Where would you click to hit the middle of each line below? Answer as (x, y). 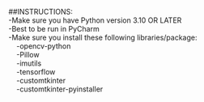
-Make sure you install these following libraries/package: (103, 37)
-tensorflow (36, 72)
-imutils (29, 63)
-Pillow (28, 55)
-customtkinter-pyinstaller (59, 89)
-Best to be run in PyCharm (54, 29)
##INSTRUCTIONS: (40, 12)
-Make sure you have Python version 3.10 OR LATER (95, 20)
